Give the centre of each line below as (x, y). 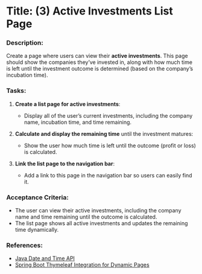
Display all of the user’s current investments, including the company (108, 115)
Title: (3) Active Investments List (90, 11)
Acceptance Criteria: (38, 197)
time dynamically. (37, 230)
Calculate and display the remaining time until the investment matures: (104, 133)
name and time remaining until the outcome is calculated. (86, 217)
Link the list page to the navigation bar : (65, 164)
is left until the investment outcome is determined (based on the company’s (100, 69)
